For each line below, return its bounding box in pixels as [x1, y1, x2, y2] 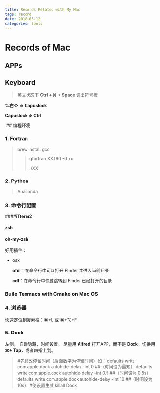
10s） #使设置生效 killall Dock [17, 382, 77, 388]
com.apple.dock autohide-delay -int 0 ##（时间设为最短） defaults [17, 363, 153, 369]
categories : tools [5, 21, 43, 26]
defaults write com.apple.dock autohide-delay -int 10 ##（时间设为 [17, 376, 153, 382]
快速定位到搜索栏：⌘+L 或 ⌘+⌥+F [5, 317, 77, 323]
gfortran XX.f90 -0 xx [29, 155, 74, 161]
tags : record [5, 12, 32, 17]
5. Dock [5, 329, 24, 336]
